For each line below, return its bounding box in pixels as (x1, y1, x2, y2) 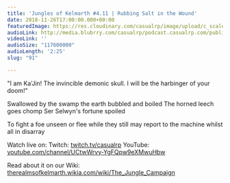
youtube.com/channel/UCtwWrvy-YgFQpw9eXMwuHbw (7, 147, 166, 156)
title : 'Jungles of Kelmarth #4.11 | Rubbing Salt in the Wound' (7, 10, 197, 17)
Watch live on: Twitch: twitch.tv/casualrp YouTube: (7, 141, 150, 149)
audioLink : (7, 29, 38, 36)
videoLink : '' (7, 36, 48, 42)
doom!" (7, 86, 29, 94)
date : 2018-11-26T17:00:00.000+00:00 (7, 16, 115, 23)
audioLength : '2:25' (7, 48, 66, 55)
